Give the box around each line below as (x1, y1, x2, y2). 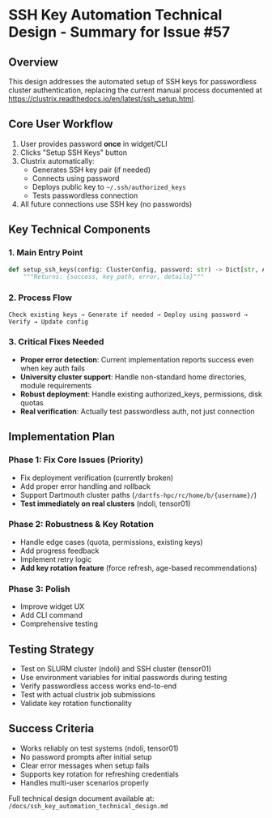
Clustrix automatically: (19, 156, 95, 165)
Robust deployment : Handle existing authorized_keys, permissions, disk (19, 389, 263, 399)
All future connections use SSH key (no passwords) (19, 199, 193, 208)
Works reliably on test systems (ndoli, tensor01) (19, 743, 180, 753)
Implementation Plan (8, 430, 116, 443)
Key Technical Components (8, 223, 151, 237)
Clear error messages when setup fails (19, 760, 150, 770)
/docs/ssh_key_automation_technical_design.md (8, 802, 168, 810)
